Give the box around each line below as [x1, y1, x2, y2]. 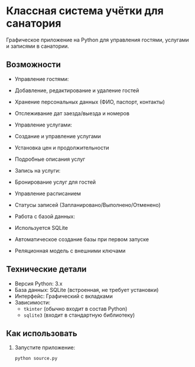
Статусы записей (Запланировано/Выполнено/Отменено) [14, 201, 161, 208]
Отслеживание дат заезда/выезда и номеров [14, 109, 130, 116]
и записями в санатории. [6, 43, 70, 50]
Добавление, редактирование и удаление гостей [14, 87, 139, 94]
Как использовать [6, 328, 78, 338]
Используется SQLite [14, 224, 68, 231]
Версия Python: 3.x [14, 280, 63, 287]
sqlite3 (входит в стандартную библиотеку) [23, 311, 135, 319]
